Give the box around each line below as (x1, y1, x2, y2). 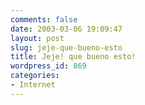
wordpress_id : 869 (10, 61, 87, 71)
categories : (10, 71, 60, 81)
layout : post (10, 33, 65, 43)
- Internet (10, 80, 56, 90)
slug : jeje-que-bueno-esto (10, 42, 123, 53)
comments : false (10, 14, 78, 25)
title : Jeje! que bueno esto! (10, 52, 137, 62)
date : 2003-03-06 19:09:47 (10, 24, 123, 34)
